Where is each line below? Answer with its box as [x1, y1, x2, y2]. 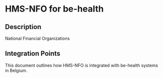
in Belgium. [5, 67, 28, 73]
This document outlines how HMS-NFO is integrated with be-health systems [5, 62, 158, 68]
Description [5, 23, 41, 31]
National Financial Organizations [5, 35, 70, 41]
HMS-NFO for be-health [5, 3, 104, 15]
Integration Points [5, 49, 61, 58]
